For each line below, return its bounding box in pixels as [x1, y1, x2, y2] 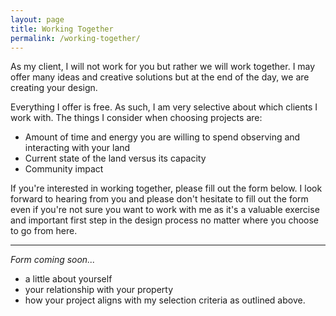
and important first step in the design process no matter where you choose [10, 214, 320, 226]
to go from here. [10, 225, 78, 237]
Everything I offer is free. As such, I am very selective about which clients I [10, 101, 318, 113]
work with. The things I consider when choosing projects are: [10, 112, 263, 124]
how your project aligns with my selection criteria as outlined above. [24, 294, 306, 306]
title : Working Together [10, 24, 114, 34]
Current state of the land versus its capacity [24, 152, 207, 165]
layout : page [10, 14, 65, 25]
